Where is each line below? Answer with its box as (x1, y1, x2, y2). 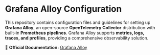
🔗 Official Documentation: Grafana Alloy (5, 44, 88, 50)
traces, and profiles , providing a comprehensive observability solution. (5, 35, 149, 41)
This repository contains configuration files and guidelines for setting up (5, 19, 151, 25)
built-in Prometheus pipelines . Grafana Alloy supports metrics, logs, (5, 30, 144, 36)
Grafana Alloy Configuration (5, 3, 122, 15)
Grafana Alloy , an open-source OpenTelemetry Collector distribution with (5, 24, 156, 30)
